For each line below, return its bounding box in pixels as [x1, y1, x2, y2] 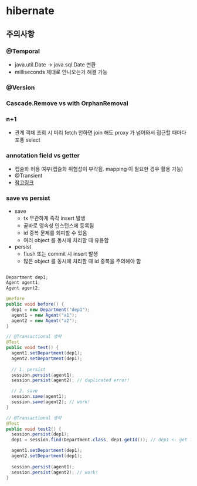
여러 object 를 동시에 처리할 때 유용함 [23, 236, 109, 243]
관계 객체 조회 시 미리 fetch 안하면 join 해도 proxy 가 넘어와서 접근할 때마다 [14, 129, 186, 136]
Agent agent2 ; [6, 285, 41, 291]
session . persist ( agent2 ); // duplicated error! [11, 377, 130, 383]
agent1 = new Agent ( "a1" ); [11, 312, 77, 318]
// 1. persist [11, 366, 46, 373]
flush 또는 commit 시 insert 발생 [23, 250, 98, 257]
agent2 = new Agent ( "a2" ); [11, 317, 77, 324]
